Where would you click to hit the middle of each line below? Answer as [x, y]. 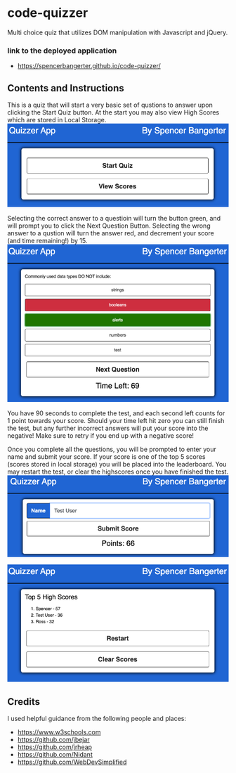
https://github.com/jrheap [55, 747]
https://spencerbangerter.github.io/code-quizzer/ [89, 66]
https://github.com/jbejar [53, 739]
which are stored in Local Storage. [57, 120]
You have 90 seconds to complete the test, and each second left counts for [116, 413]
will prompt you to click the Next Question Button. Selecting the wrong [109, 226]
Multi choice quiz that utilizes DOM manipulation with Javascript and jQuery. [118, 32]
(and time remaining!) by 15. [47, 241]
